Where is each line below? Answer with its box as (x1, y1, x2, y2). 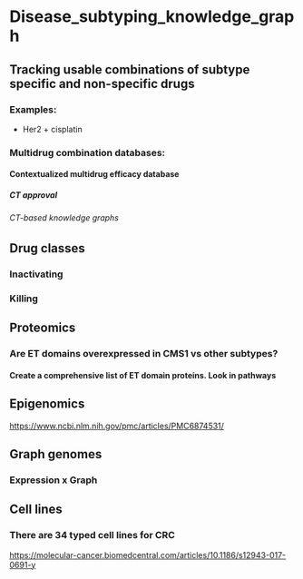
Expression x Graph (9, 474, 98, 486)
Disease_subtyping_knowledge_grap (9, 6, 295, 27)
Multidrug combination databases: (9, 146, 166, 159)
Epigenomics (9, 397, 85, 412)
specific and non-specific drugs (9, 75, 195, 92)
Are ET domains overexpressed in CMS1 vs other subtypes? (9, 348, 279, 360)
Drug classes (9, 240, 86, 256)
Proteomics (9, 320, 76, 336)
